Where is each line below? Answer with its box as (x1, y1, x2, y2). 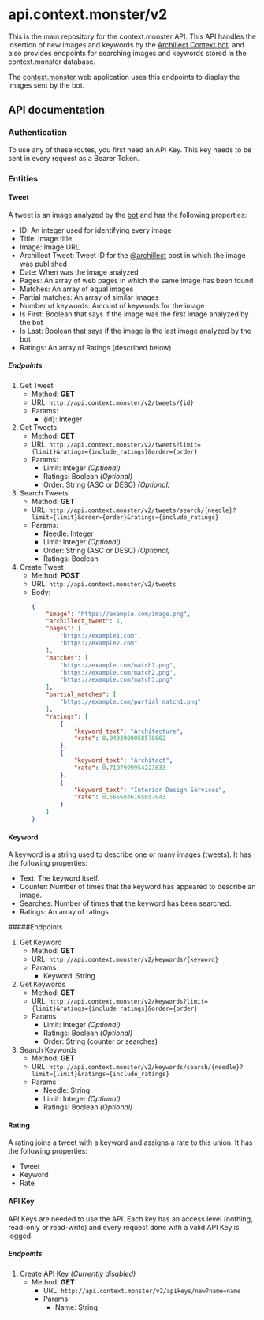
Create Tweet (19, 562, 65, 571)
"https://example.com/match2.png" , (59, 668, 177, 676)
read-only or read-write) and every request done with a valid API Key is (8, 1222, 240, 1232)
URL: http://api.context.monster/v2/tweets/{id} (31, 397, 195, 407)
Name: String (54, 1302, 99, 1311)
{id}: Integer (43, 414, 83, 424)
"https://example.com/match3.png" (59, 676, 173, 684)
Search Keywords (19, 1045, 77, 1055)
